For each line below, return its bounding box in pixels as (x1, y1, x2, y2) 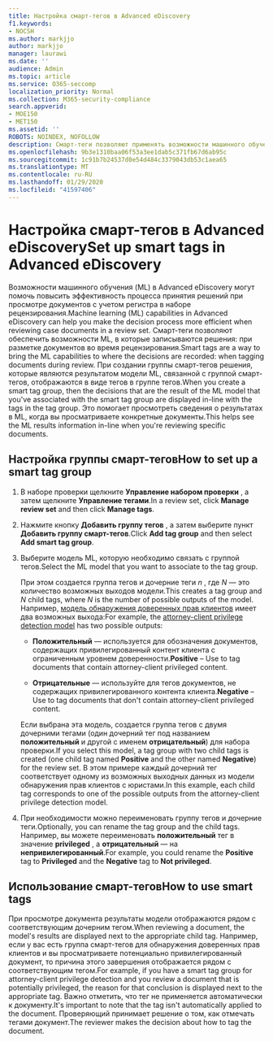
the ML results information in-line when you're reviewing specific (8, 420, 226, 430)
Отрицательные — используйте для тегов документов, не (32, 678, 236, 688)
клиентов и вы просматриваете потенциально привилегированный (8, 949, 242, 958)
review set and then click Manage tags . (19, 504, 154, 514)
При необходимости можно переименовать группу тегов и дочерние (19, 813, 262, 823)
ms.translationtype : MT (8, 163, 89, 171)
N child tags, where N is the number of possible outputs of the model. (19, 594, 254, 604)
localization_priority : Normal (8, 87, 115, 96)
